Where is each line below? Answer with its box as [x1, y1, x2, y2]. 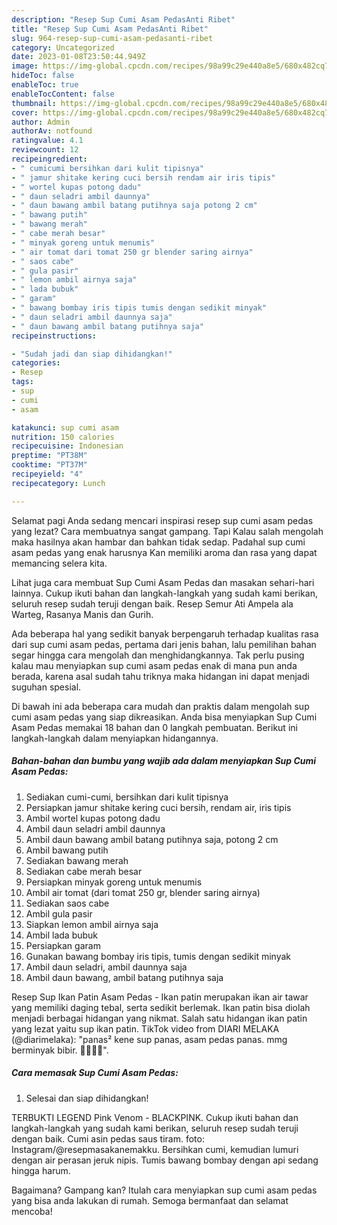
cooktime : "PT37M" [11, 460, 88, 470]
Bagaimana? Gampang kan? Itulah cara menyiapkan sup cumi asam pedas [11, 1184, 318, 1196]
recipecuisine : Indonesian [11, 441, 124, 451]
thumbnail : [11, 98, 57, 108]
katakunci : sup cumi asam [11, 422, 119, 433]
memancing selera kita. [11, 557, 108, 569]
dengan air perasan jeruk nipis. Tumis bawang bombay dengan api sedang [11, 1154, 319, 1166]
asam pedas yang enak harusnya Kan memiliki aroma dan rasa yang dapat [11, 546, 318, 558]
